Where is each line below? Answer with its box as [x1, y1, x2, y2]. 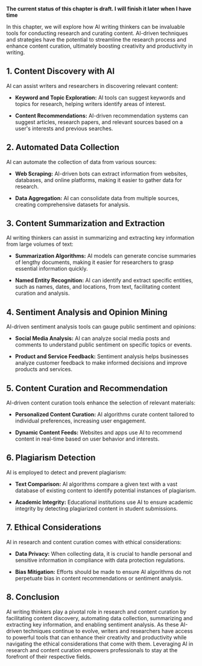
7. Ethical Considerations [6, 523, 101, 533]
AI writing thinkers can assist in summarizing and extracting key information [6, 234, 195, 242]
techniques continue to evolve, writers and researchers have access [23, 627, 193, 635]
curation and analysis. [14, 289, 70, 297]
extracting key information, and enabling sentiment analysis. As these [6, 621, 179, 628]
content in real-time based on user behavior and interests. [14, 435, 160, 442]
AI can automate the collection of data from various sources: [6, 158, 157, 165]
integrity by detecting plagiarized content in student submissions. [14, 504, 178, 512]
